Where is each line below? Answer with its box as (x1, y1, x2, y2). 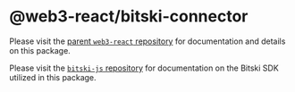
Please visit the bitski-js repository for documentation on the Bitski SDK (9, 63, 279, 73)
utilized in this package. (9, 71, 97, 82)
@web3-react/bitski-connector (9, 6, 249, 27)
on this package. (9, 45, 72, 55)
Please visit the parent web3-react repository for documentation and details (9, 36, 286, 46)
